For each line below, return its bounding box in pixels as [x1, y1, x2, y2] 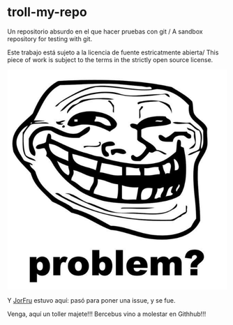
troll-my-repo [7, 4, 87, 20]
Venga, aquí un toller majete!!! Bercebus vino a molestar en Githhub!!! [7, 310, 206, 318]
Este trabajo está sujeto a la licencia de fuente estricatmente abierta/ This [7, 48, 219, 56]
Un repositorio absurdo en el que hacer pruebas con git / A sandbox [7, 27, 204, 36]
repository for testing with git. [7, 34, 93, 43]
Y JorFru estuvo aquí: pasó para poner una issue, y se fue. [7, 296, 176, 304]
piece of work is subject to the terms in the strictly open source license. [7, 55, 213, 63]
